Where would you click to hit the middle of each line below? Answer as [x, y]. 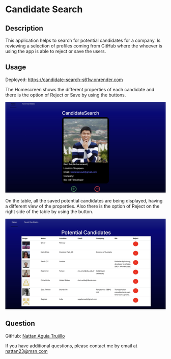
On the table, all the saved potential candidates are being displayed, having [84, 201]
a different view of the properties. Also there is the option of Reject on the [82, 206]
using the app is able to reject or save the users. [56, 51]
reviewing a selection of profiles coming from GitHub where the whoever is [84, 46]
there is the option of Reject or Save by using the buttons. [66, 95]
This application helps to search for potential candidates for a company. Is [83, 40]
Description [24, 28]
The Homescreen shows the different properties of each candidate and [80, 89]
